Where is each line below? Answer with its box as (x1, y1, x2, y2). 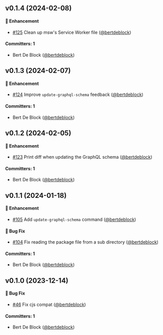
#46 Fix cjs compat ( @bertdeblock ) (12, 301, 86, 307)
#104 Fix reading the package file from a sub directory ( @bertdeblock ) (12, 239, 159, 245)
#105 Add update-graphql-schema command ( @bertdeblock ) (12, 216, 136, 222)
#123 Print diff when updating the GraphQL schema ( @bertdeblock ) (12, 154, 152, 160)
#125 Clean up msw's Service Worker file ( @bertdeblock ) (12, 29, 131, 35)
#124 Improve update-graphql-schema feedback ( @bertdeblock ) (12, 91, 144, 97)
